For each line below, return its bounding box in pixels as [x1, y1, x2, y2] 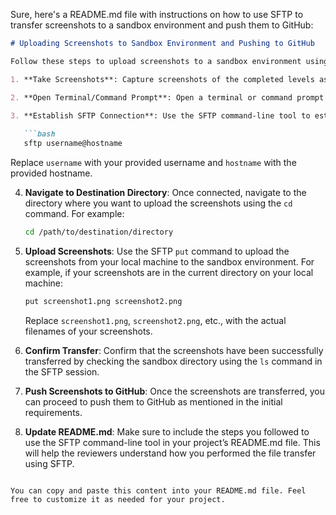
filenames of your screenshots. [24, 325, 153, 337]
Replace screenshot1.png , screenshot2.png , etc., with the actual [24, 314, 287, 326]
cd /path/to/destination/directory [24, 227, 174, 237]
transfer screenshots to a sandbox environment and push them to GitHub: [10, 19, 314, 31]
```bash [23, 129, 56, 139]
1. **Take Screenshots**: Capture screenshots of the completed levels [10, 74, 315, 84]
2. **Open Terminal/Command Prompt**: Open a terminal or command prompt [10, 92, 325, 103]
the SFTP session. [24, 365, 100, 378]
